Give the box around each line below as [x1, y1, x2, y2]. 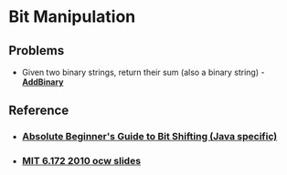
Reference [8, 103, 69, 118]
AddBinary [21, 77, 64, 87]
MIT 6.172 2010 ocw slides [21, 155, 142, 168]
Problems [8, 43, 65, 58]
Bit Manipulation [8, 6, 136, 27]
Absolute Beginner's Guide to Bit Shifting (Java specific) [21, 130, 278, 143]
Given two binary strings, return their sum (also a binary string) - [21, 67, 265, 77]
